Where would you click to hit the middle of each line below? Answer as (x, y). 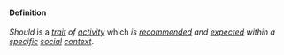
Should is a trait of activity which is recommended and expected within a (142, 32)
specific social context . (52, 42)
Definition (28, 12)
